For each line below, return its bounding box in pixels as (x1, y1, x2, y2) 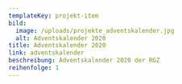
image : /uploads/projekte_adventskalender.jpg (15, 26, 175, 34)
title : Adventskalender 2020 (8, 42, 106, 50)
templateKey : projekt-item (8, 11, 99, 20)
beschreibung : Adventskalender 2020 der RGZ (8, 57, 160, 65)
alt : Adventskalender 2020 (15, 34, 106, 42)
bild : (8, 19, 27, 27)
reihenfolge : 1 (8, 64, 60, 72)
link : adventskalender (8, 49, 85, 57)
